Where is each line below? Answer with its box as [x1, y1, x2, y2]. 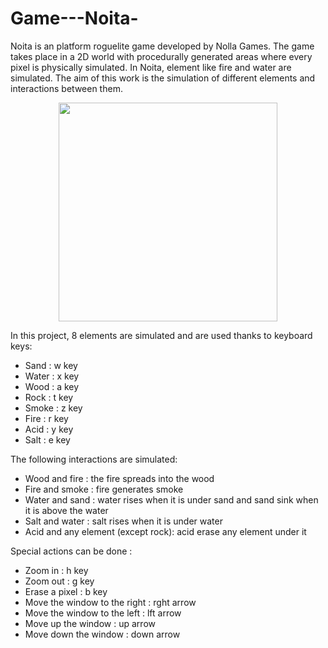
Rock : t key [24, 391, 74, 403]
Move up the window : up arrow [24, 617, 156, 629]
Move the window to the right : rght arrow [24, 596, 197, 608]
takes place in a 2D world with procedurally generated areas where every [10, 50, 313, 62]
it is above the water [24, 504, 109, 516]
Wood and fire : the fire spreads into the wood [24, 472, 215, 484]
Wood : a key [24, 380, 80, 392]
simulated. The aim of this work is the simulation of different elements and [10, 72, 316, 84]
